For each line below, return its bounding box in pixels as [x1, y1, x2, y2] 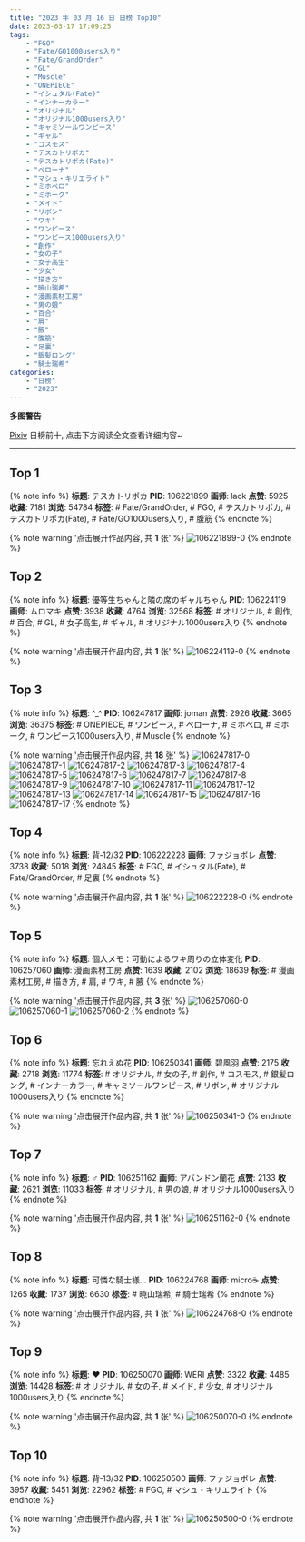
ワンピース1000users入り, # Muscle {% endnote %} [36, 730, 231, 741]
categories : [9, 368, 54, 377]
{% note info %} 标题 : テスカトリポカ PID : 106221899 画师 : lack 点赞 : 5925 [9, 490, 289, 501]
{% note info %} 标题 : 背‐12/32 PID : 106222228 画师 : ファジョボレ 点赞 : [9, 850, 277, 860]
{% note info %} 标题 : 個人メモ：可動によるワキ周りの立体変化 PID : [9, 954, 261, 965]
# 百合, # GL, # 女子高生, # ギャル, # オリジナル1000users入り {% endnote [9, 616, 288, 627]
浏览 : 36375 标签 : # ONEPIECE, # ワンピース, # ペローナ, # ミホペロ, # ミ [9, 719, 281, 730]
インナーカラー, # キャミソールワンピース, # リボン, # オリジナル [36, 1080, 280, 1090]
